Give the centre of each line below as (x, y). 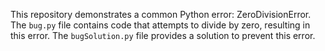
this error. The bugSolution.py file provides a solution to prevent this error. (163, 35)
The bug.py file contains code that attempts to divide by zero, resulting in (160, 25)
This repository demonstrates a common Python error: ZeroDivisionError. (161, 14)
